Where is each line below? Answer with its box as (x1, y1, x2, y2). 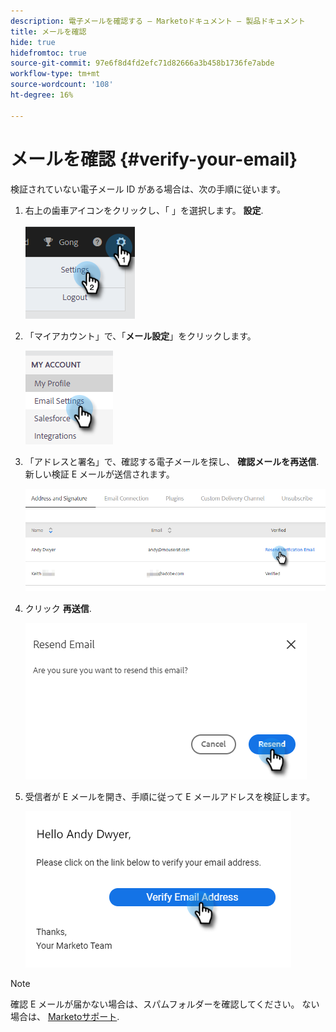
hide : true (10, 37, 56, 47)
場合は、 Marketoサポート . (10, 1011, 120, 1023)
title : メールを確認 (10, 26, 87, 37)
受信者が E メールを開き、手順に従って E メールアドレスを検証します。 (24, 791, 316, 803)
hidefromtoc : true (10, 48, 87, 58)
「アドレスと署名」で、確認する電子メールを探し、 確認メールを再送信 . (24, 455, 320, 467)
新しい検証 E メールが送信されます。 (24, 468, 175, 480)
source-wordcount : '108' (10, 80, 114, 90)
